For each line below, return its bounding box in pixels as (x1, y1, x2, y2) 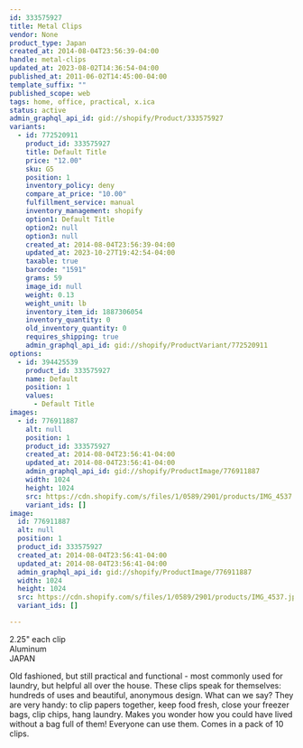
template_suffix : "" (9, 80, 87, 89)
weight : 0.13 (25, 290, 75, 299)
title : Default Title (25, 147, 106, 156)
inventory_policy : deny (25, 182, 115, 191)
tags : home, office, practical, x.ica (9, 97, 155, 107)
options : (9, 349, 42, 358)
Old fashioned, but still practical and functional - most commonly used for (9, 670, 284, 681)
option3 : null (25, 231, 78, 240)
